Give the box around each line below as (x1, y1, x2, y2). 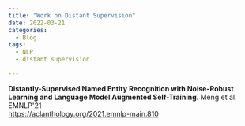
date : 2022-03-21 (8, 19, 66, 27)
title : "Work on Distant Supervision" (8, 11, 136, 20)
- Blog (15, 33, 37, 42)
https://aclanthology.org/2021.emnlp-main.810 (8, 109, 160, 118)
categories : (8, 26, 47, 34)
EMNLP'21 (8, 100, 42, 110)
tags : (8, 41, 26, 49)
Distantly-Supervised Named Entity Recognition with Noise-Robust (8, 83, 235, 93)
